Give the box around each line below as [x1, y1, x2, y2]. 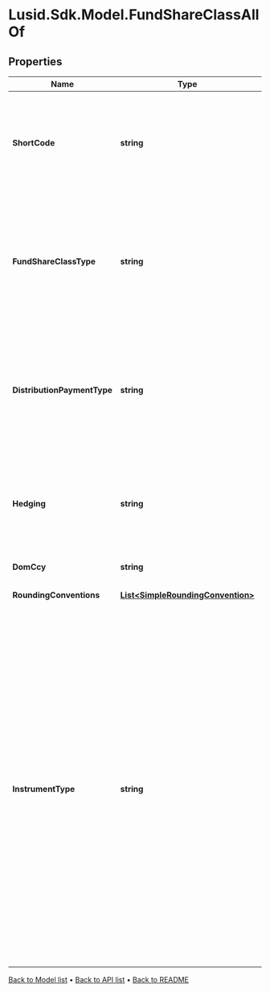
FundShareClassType [12, 256, 96, 267]
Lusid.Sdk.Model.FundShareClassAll [8, 6, 260, 24]
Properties [8, 55, 63, 68]
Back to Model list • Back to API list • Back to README [8, 975, 189, 984]
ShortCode [12, 137, 55, 148]
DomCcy [12, 561, 47, 572]
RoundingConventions [12, 589, 100, 601]
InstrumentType [12, 784, 76, 794]
